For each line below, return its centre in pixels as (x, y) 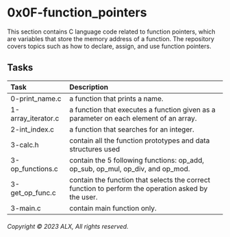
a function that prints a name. (116, 99)
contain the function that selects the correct (140, 179)
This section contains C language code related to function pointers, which (111, 32)
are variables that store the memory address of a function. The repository (111, 38)
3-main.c (26, 208)
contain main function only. (113, 208)
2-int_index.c (33, 129)
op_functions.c (34, 169)
